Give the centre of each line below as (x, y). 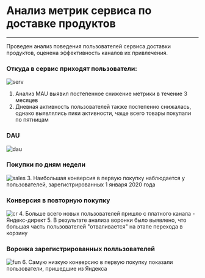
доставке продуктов (61, 24)
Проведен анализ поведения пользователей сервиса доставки (89, 46)
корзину (17, 233)
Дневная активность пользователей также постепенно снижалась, (103, 107)
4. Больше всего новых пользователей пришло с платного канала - (107, 214)
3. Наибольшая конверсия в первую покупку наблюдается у (106, 178)
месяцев (27, 100)
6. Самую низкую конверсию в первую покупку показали (98, 262)
